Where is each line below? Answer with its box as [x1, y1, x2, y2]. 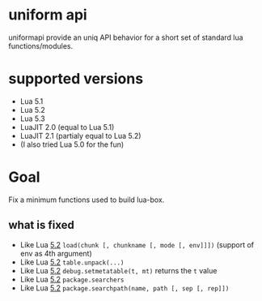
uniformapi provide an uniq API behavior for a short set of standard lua [8, 32, 244, 42]
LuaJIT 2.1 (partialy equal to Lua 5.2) [19, 131, 142, 140]
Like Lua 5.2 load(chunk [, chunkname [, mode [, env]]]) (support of [19, 239, 255, 249]
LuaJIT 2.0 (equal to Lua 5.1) [19, 122, 115, 131]
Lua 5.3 [19, 114, 46, 123]
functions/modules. [8, 41, 74, 50]
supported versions [8, 70, 144, 88]
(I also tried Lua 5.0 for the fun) [19, 140, 125, 149]
